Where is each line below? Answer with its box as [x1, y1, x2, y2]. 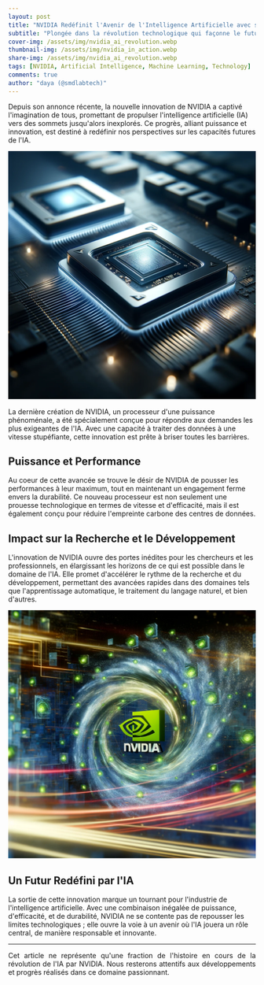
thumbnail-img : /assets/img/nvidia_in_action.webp [8, 46, 178, 54]
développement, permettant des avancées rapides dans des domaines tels [8, 578, 250, 587]
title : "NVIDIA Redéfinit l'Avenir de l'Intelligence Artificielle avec [8, 20, 251, 29]
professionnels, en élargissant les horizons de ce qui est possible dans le [8, 561, 245, 571]
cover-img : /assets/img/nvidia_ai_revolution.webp [8, 38, 178, 46]
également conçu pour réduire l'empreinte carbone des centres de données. [8, 509, 256, 519]
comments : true [8, 71, 58, 79]
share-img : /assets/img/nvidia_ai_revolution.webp [8, 54, 178, 62]
